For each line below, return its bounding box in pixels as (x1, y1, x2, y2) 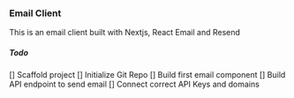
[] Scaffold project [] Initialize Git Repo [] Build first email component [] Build (9, 70, 286, 80)
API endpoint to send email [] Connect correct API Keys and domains (9, 79, 260, 90)
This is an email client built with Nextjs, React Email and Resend (9, 27, 241, 38)
